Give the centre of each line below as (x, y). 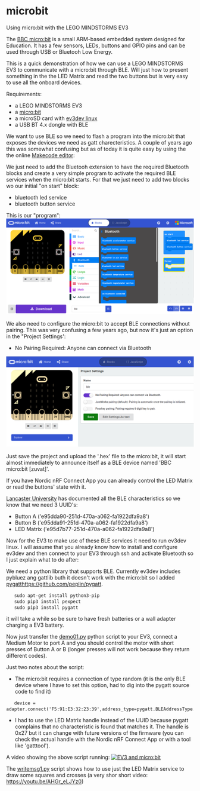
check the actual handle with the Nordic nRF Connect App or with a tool (103, 740)
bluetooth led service (41, 197)
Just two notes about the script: (45, 667)
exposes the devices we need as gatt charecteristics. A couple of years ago (99, 142)
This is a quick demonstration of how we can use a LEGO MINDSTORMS (95, 63)
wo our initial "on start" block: (43, 186)
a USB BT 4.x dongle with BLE (51, 124)
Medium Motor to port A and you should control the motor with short (90, 643)
